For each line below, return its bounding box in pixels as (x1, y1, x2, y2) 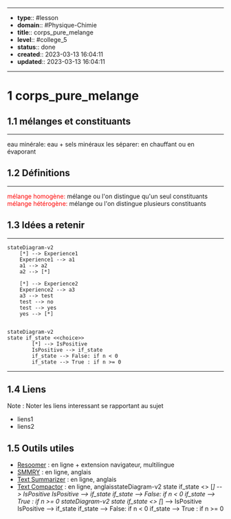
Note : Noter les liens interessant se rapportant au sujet (7, 402, 164, 410)
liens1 (16, 415, 34, 423)
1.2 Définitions (7, 167, 71, 179)
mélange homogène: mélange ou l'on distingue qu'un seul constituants (7, 192, 208, 200)
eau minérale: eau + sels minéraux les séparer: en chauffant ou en (7, 140, 195, 148)
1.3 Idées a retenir (7, 220, 85, 231)
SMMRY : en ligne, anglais (16, 468, 91, 476)
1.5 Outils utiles (7, 442, 74, 454)
